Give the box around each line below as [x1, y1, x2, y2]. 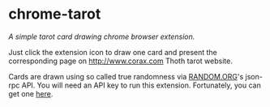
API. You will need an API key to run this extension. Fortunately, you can [21, 80, 261, 90]
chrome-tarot [8, 5, 101, 24]
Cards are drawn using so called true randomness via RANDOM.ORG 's [8, 71, 244, 81]
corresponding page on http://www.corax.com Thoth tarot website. [8, 56, 233, 66]
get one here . [8, 88, 54, 98]
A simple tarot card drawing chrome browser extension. [8, 32, 195, 41]
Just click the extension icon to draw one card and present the [8, 47, 217, 57]
